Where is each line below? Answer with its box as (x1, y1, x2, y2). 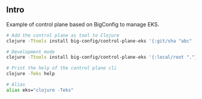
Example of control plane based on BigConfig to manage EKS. (6, 20, 159, 28)
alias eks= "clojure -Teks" (6, 87, 74, 93)
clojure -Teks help (6, 71, 55, 77)
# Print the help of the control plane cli (6, 65, 117, 71)
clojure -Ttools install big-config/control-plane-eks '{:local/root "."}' (6, 54, 200, 61)
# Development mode (6, 49, 55, 55)
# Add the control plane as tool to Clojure (6, 32, 120, 38)
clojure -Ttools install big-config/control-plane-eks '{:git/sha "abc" (6, 38, 192, 44)
